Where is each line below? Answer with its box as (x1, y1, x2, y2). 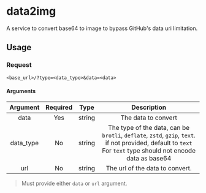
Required (45, 103, 73, 112)
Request (6, 61, 32, 69)
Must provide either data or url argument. (21, 180, 128, 187)
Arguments (6, 88, 36, 95)
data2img (6, 4, 56, 18)
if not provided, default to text (105, 138, 193, 147)
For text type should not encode (102, 146, 196, 154)
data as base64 (126, 154, 172, 162)
